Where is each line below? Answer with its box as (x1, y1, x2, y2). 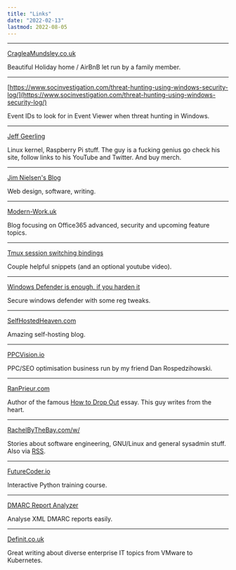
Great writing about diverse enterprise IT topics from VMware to (7, 549, 193, 557)
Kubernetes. (7, 556, 43, 564)
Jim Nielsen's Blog (7, 173, 61, 182)
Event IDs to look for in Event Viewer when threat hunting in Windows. (7, 112, 210, 120)
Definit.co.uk (7, 535, 44, 543)
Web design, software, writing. (7, 187, 96, 196)
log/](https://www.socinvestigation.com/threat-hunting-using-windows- (7, 91, 216, 99)
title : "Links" (7, 10, 52, 18)
